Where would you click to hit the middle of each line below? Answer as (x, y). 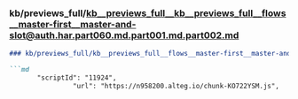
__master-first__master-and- (73, 24)
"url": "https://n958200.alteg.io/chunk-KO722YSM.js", (176, 86)
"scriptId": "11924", (77, 78)
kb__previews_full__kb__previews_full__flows (186, 13)
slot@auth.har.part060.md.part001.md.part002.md (124, 35)
